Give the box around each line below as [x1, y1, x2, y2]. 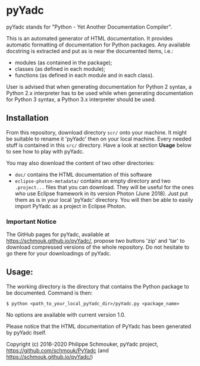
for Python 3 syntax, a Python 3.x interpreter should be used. [6, 96, 157, 103]
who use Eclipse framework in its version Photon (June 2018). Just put [14, 190, 189, 197]
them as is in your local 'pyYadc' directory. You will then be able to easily [14, 196, 193, 203]
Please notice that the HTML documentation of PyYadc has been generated [6, 323, 192, 330]
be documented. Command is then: [6, 289, 93, 296]
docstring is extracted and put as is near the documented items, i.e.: [6, 47, 174, 54]
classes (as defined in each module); [14, 65, 106, 72]
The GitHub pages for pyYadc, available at [6, 231, 110, 238]
